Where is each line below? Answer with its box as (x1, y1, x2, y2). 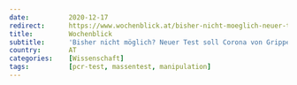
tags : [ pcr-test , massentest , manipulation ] (9, 63, 212, 72)
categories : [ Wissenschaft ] (9, 54, 125, 63)
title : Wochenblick (9, 29, 113, 38)
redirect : (9, 21, 46, 30)
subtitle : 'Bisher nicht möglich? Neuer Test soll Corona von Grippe (9, 37, 291, 47)
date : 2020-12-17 (9, 12, 109, 22)
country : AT (9, 46, 77, 55)
